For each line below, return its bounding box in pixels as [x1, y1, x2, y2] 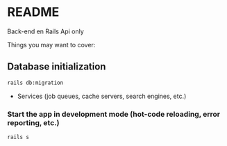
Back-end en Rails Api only [7, 27, 85, 35]
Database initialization [7, 60, 106, 73]
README [7, 4, 60, 20]
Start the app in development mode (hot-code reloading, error [7, 109, 221, 119]
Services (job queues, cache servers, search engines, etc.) [17, 92, 187, 100]
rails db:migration [7, 79, 64, 86]
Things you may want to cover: [7, 40, 96, 49]
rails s [7, 133, 30, 140]
